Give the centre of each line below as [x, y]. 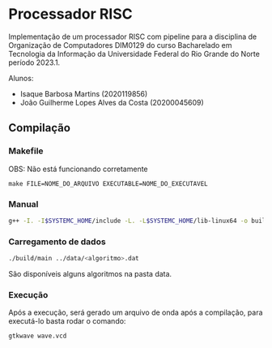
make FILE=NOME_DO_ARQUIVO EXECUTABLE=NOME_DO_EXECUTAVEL [108, 183]
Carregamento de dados [57, 242]
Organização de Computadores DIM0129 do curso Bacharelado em [120, 45]
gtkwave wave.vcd [38, 336]
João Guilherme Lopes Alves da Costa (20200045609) [112, 102]
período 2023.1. [34, 62]
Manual [23, 204]
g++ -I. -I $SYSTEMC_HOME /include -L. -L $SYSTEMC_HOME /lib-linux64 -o [128, 221]
